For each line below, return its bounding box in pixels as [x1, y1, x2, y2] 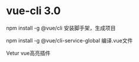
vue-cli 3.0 [6, 4, 61, 18]
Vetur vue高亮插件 [6, 49, 51, 57]
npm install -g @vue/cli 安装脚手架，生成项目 [6, 24, 116, 31]
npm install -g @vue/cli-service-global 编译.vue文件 [6, 37, 133, 44]
